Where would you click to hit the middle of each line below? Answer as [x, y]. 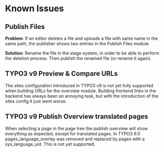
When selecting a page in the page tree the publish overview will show [77, 128]
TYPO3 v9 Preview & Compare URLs [61, 74]
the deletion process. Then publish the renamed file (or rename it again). [78, 58]
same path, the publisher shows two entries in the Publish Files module [77, 44]
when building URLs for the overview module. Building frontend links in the [81, 91]
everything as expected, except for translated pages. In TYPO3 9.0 [73, 133]
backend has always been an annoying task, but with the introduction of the [82, 96]
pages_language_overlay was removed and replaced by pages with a [75, 139]
